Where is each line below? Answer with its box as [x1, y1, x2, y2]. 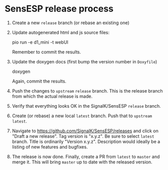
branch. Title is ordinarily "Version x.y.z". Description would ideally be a [12, 138, 160, 144]
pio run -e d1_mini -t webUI [12, 39, 68, 45]
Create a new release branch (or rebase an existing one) [12, 20, 130, 26]
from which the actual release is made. [12, 93, 93, 99]
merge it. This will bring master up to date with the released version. [12, 159, 153, 165]
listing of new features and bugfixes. [12, 144, 88, 150]
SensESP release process [5, 3, 114, 15]
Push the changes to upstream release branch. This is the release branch [12, 88, 163, 94]
